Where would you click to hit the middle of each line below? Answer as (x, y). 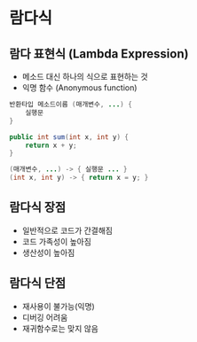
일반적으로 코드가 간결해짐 (67, 230)
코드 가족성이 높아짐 (56, 241)
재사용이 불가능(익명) (58, 306)
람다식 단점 (38, 283)
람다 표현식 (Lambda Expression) (99, 54)
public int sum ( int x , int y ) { (69, 137)
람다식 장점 (38, 208)
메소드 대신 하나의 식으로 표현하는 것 (85, 77)
